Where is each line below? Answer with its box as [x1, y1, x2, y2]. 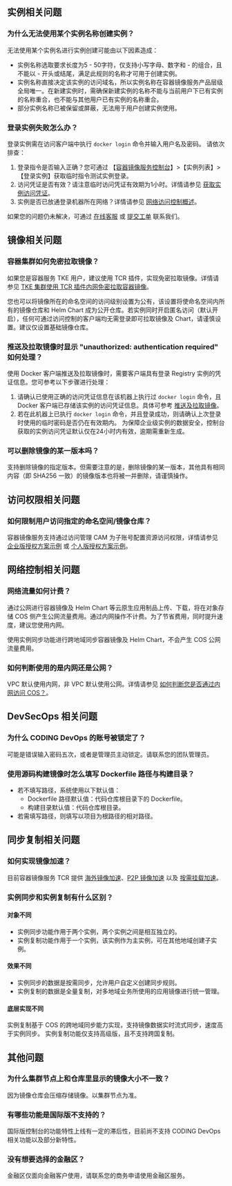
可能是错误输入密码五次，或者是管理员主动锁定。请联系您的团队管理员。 [7, 750, 213, 758]
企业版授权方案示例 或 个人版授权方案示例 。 [7, 541, 132, 550]
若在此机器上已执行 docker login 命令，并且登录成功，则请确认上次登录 [17, 409, 222, 418]
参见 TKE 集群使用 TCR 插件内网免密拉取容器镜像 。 [7, 282, 153, 291]
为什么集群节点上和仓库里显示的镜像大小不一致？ [7, 1074, 171, 1084]
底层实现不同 [7, 1004, 43, 1013]
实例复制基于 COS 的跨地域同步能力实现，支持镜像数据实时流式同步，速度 [7, 1021, 217, 1029]
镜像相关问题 [7, 234, 62, 246]
